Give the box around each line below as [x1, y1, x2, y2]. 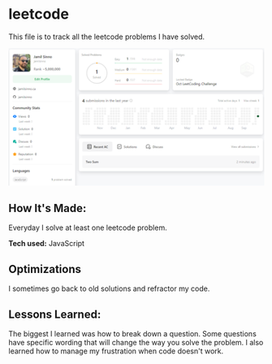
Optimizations [8, 262, 81, 276]
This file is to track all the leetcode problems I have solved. [8, 32, 205, 41]
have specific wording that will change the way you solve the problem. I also [8, 338, 264, 348]
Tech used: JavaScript [8, 239, 85, 249]
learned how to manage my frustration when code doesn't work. [8, 346, 224, 356]
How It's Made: [8, 201, 87, 215]
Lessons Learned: [8, 307, 101, 321]
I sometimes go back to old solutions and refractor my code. [8, 284, 210, 293]
